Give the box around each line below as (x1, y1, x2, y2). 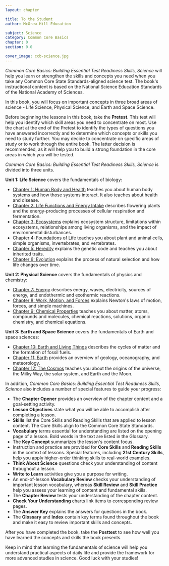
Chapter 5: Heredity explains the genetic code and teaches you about (12, 245, 157, 251)
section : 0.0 (5, 45, 33, 50)
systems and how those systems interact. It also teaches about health (12, 192, 158, 198)
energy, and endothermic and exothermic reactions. (12, 292, 121, 298)
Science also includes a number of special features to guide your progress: (5, 385, 161, 392)
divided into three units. (5, 166, 54, 172)
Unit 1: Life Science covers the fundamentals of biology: (5, 177, 123, 183)
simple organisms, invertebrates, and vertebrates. (12, 240, 116, 246)
